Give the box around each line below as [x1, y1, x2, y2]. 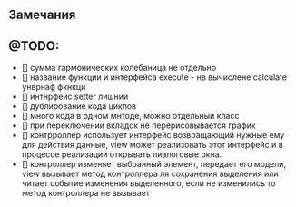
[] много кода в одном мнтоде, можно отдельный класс [21, 111, 240, 122]
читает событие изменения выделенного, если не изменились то [21, 178, 276, 189]
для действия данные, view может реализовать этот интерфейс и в [21, 140, 283, 151]
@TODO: [8, 38, 60, 54]
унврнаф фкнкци [21, 82, 86, 93]
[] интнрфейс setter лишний [21, 91, 129, 103]
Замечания [8, 7, 76, 23]
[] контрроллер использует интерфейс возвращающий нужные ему [21, 130, 285, 141]
